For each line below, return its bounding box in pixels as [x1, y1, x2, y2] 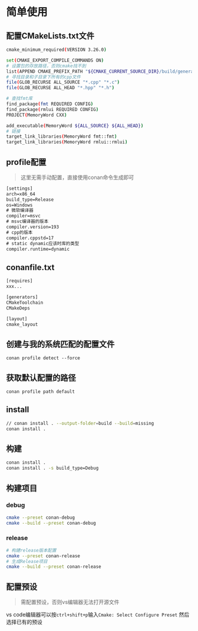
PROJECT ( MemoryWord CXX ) [6, 112, 67, 118]
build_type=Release [6, 196, 54, 203]
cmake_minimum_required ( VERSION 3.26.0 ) [6, 47, 107, 53]
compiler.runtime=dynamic [6, 246, 70, 252]
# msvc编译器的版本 [6, 219, 49, 225]
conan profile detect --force [6, 355, 81, 361]
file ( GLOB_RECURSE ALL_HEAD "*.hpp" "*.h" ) [6, 85, 115, 91]
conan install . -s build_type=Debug [6, 465, 99, 471]
